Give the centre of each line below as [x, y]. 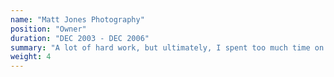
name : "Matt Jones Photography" [77, 19]
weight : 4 [31, 57]
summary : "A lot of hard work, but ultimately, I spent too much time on [167, 47]
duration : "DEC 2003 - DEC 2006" [80, 38]
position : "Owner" [48, 29]
